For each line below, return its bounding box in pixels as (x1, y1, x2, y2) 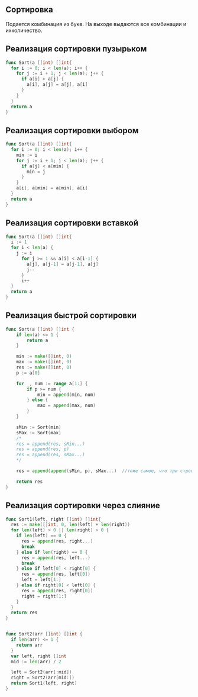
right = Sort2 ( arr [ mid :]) (11, 675, 75, 681)
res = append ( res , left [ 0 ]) (21, 571, 91, 577)
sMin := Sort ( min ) (16, 424, 61, 430)
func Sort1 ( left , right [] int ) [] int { (5, 516, 101, 522)
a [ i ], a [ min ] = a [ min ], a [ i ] (16, 185, 88, 191)
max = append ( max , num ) (37, 402, 96, 409)
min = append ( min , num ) (37, 392, 96, 398)
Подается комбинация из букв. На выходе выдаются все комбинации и (5, 20, 187, 27)
